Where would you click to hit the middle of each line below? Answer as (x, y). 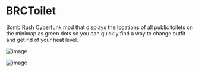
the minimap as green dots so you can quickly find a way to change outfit (96, 33)
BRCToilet (31, 11)
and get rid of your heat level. (42, 40)
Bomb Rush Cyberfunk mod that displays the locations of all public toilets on (99, 27)
